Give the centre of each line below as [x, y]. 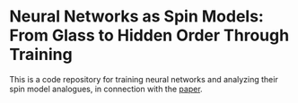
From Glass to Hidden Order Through [149, 35]
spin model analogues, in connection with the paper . [106, 89]
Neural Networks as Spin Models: [137, 17]
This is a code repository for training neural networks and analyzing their [144, 79]
